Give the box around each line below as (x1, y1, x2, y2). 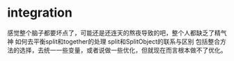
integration (7, 5, 73, 21)
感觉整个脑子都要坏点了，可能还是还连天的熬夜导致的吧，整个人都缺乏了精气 (7, 28, 227, 37)
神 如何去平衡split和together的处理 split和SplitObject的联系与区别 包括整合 (7, 37, 221, 46)
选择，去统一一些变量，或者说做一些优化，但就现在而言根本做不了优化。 (19, 46, 227, 54)
